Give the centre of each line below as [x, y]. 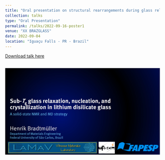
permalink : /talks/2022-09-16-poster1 [45, 26]
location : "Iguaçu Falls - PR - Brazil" [47, 42]
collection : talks [24, 15]
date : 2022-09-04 [23, 36]
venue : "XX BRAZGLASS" [28, 31]
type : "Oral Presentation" [33, 21]
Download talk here [25, 56]
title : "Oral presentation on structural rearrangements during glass [79, 10]
